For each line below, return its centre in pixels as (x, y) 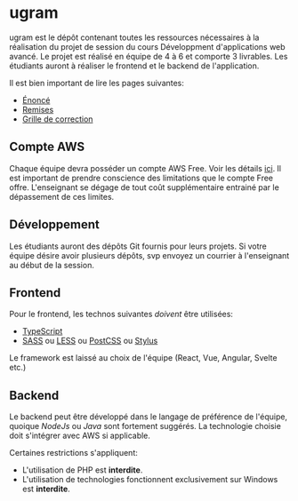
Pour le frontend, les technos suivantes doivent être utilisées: (121, 314)
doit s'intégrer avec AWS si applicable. (80, 436)
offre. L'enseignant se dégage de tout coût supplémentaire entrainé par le (145, 187)
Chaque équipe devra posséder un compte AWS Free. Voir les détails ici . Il (145, 168)
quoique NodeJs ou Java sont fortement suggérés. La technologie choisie (145, 426)
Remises (38, 109)
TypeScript (42, 331)
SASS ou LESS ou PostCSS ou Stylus (90, 341)
